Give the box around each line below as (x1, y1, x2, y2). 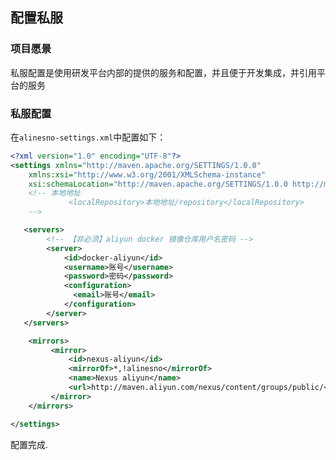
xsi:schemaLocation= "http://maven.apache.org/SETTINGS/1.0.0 (28, 179, 288, 189)
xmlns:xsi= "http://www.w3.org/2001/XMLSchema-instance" (28, 169, 267, 180)
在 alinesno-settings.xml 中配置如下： (10, 131, 167, 143)
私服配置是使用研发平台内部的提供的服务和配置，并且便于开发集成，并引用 (10, 66, 317, 78)
